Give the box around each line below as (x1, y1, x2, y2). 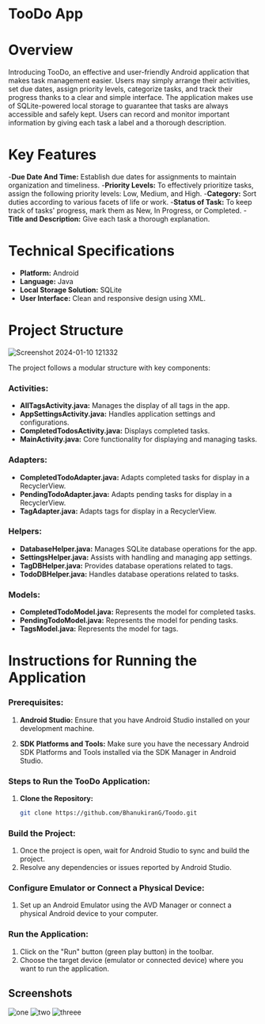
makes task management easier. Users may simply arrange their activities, (8, 76, 251, 86)
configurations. (19, 418, 70, 427)
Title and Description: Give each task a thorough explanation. (8, 214, 210, 224)
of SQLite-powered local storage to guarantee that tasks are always (8, 101, 229, 111)
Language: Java (19, 277, 74, 286)
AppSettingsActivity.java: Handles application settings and (19, 410, 216, 419)
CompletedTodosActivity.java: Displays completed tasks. (19, 426, 210, 436)
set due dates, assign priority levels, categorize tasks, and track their (8, 84, 233, 94)
